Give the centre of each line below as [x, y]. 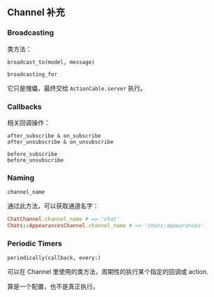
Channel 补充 [36, 13]
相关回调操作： [29, 122]
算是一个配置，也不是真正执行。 [53, 287]
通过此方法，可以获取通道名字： [53, 206]
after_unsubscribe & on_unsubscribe [60, 142]
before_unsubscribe [36, 160]
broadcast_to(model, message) [51, 62]
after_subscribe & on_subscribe [54, 136]
